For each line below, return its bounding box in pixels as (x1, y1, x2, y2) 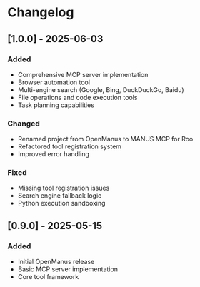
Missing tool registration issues (17, 183, 110, 193)
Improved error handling (17, 150, 89, 158)
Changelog (7, 4, 74, 21)
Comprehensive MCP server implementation (17, 70, 149, 79)
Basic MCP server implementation (17, 265, 118, 273)
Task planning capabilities (17, 101, 95, 109)
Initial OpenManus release (17, 258, 95, 266)
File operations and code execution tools (17, 93, 138, 101)
